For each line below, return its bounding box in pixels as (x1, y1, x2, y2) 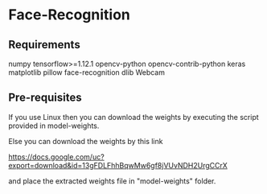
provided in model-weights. (8, 121, 100, 130)
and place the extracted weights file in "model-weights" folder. (8, 175, 216, 186)
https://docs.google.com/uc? (8, 151, 105, 162)
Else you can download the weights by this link (8, 136, 163, 146)
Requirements (8, 38, 80, 52)
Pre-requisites (8, 91, 82, 105)
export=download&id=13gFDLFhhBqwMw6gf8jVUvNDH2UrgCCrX (8, 160, 228, 170)
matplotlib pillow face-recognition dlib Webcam (8, 68, 165, 77)
